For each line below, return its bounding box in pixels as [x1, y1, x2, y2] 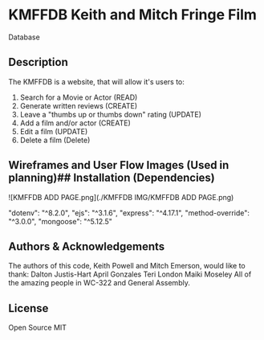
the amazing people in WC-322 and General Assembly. [8, 278, 190, 288]
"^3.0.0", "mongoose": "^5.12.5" [8, 216, 112, 226]
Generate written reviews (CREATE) [19, 100, 138, 110]
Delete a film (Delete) [19, 135, 91, 145]
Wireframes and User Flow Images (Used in [8, 158, 229, 172]
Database [8, 32, 40, 42]
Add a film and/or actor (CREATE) [19, 118, 131, 128]
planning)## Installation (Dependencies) [8, 171, 215, 185]
